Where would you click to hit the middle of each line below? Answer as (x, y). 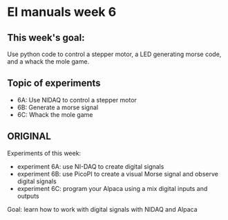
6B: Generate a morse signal (58, 107)
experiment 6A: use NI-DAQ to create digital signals (91, 166)
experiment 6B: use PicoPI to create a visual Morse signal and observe (118, 174)
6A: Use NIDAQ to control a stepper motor (77, 100)
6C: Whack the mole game (55, 114)
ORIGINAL (29, 137)
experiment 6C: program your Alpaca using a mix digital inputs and (112, 188)
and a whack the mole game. (48, 62)
